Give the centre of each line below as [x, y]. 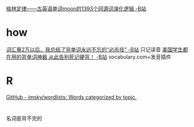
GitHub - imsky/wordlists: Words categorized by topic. [71, 97]
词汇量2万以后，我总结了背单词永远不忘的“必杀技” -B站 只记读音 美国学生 [95, 49]
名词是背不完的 [24, 118]
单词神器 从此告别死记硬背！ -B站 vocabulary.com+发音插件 [99, 57]
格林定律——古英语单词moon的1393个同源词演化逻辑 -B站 [76, 8]
